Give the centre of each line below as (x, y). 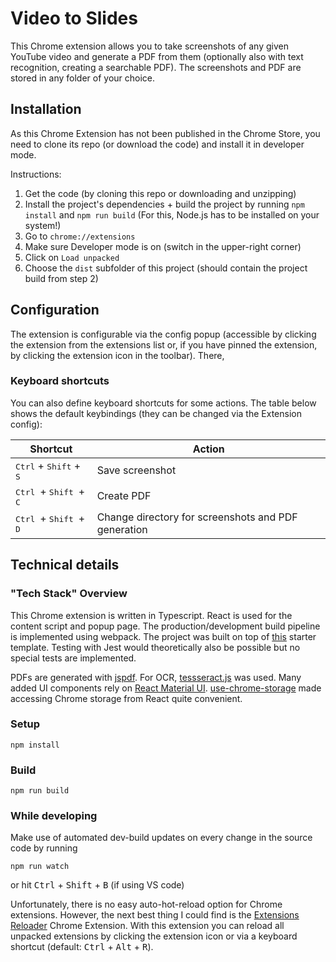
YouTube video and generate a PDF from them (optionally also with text (157, 56)
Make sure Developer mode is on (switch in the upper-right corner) (163, 246)
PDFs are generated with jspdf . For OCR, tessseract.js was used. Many (156, 677)
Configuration (55, 310)
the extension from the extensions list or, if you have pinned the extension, (164, 344)
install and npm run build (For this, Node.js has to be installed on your (172, 214)
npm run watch (40, 867)
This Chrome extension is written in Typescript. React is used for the (151, 615)
